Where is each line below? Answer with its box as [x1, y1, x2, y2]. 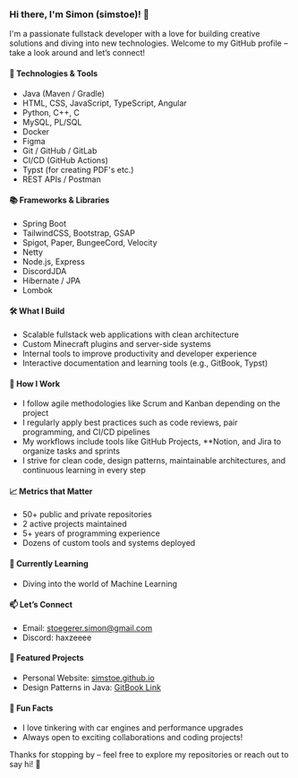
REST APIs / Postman [21, 174, 101, 185]
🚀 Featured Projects [9, 653, 84, 663]
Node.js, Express [21, 255, 85, 267]
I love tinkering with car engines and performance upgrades [21, 722, 243, 733]
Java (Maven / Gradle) [21, 88, 106, 99]
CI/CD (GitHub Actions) [21, 154, 109, 165]
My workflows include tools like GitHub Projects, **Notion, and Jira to [21, 437, 282, 447]
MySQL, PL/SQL [21, 117, 82, 127]
